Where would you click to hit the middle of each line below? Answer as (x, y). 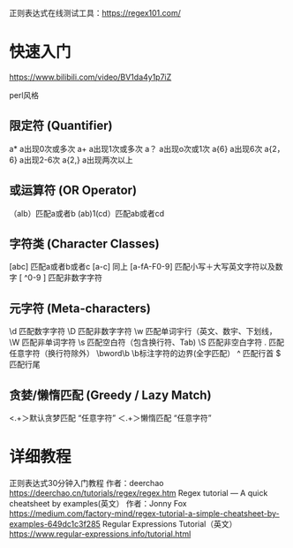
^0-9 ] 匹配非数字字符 (63, 278)
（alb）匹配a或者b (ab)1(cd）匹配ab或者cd (87, 213)
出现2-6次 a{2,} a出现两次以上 (79, 160)
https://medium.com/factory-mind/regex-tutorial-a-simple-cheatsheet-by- (144, 513)
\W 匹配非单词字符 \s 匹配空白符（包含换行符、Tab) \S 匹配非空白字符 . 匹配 (147, 342)
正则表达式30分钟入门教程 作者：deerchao (86, 483)
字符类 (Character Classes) (85, 244)
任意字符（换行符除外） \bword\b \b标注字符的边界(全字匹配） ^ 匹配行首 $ (145, 354)
